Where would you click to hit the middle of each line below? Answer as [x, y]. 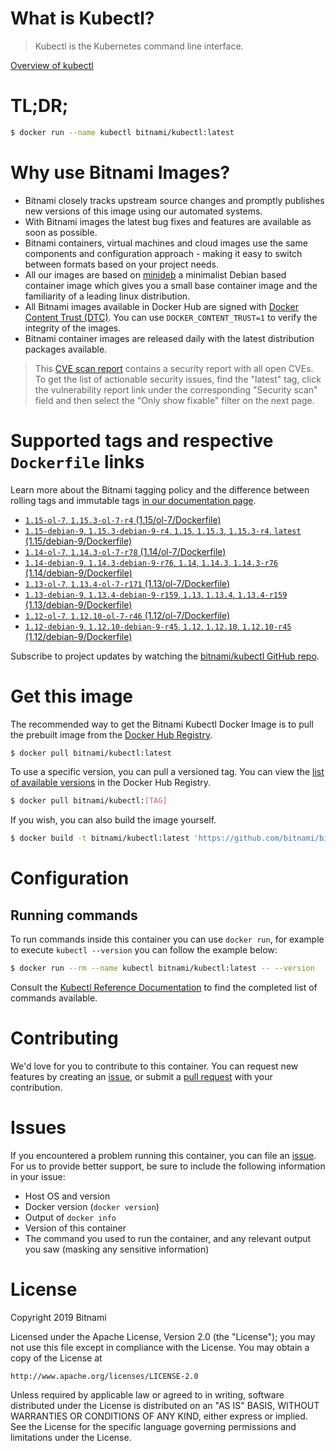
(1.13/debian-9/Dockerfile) [78, 604]
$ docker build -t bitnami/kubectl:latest [100, 838]
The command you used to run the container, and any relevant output [168, 1238]
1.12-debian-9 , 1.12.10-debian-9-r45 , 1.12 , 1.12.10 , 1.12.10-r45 [158, 626]
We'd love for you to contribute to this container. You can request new [154, 1066]
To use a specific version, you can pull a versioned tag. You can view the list [167, 772]
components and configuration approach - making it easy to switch [163, 253]
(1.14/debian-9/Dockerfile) [78, 573]
